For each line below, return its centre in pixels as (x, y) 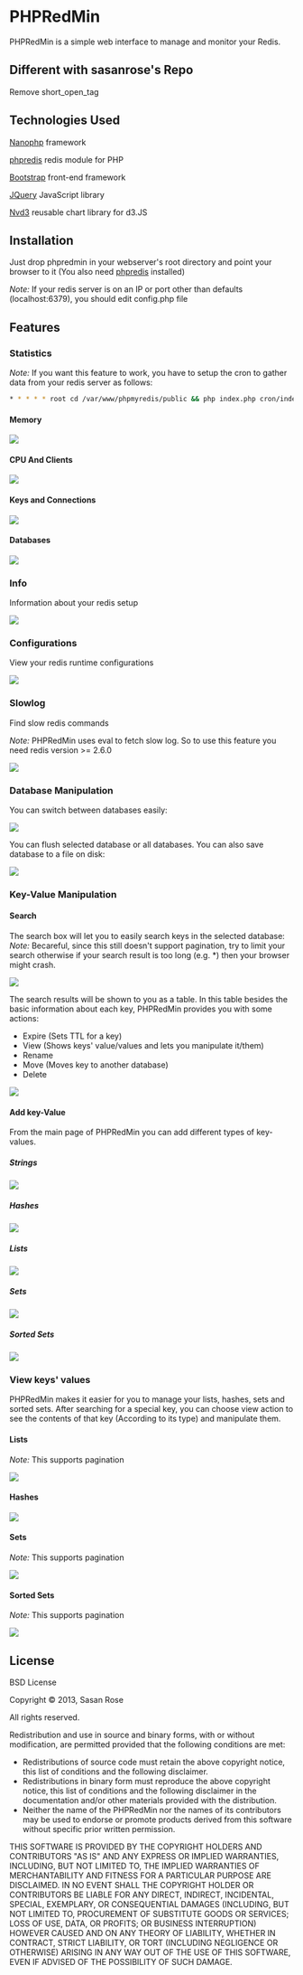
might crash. (32, 965)
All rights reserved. (45, 1717)
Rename (38, 1056)
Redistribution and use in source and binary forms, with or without (132, 1735)
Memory (26, 419)
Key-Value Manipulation (63, 894)
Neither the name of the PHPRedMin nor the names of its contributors (151, 1810)
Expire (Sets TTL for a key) (72, 1036)
